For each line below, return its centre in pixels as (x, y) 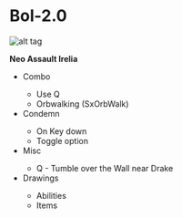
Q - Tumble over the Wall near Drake (105, 168)
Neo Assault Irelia (44, 58)
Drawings (40, 178)
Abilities (51, 195)
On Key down (61, 131)
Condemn (41, 113)
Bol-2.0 (38, 16)
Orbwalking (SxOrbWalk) (82, 104)
